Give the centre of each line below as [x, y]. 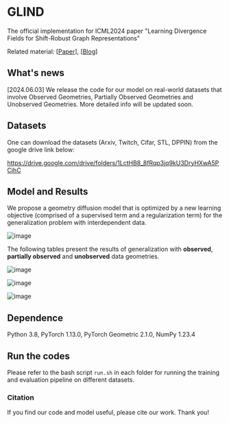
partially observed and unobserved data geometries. [83, 256]
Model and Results [48, 192]
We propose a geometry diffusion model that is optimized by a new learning [114, 208]
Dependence [35, 318]
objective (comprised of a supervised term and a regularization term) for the [115, 215]
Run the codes [38, 356]
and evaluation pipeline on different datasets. [71, 380]
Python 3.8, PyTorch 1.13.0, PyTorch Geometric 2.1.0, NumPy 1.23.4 [101, 335]
